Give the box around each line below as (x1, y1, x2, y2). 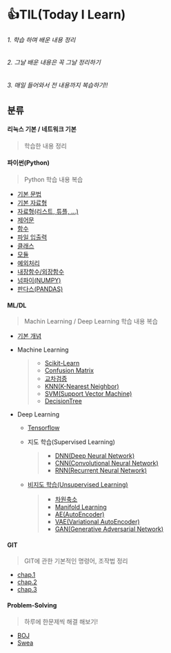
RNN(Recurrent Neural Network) (54, 466, 147, 474)
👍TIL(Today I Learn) (7, 7, 126, 23)
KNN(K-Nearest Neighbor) (44, 382, 119, 391)
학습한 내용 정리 (23, 141, 67, 150)
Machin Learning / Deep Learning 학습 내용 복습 (23, 317, 159, 325)
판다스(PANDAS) (17, 285, 63, 293)
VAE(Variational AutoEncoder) (54, 518, 140, 526)
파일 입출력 (17, 233, 48, 241)
